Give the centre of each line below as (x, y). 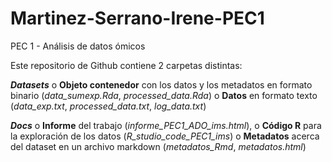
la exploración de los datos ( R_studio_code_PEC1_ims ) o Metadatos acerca (165, 136)
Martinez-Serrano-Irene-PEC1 (137, 18)
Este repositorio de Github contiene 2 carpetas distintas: (126, 65)
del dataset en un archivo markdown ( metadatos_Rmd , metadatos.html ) (158, 146)
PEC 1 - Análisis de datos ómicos (78, 46)
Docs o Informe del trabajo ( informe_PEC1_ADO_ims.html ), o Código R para (166, 125)
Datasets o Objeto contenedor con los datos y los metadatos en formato (161, 84)
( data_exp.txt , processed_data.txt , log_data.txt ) (108, 106)
